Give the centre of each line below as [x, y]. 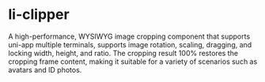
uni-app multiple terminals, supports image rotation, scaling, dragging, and [130, 44]
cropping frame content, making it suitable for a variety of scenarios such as [133, 61]
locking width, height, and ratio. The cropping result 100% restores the [123, 53]
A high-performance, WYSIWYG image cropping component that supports [129, 36]
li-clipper [39, 15]
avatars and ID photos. [45, 69]
